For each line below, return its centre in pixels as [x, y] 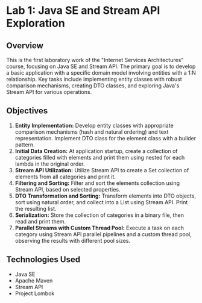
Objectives [27, 111]
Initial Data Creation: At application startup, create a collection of [96, 151]
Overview [25, 45]
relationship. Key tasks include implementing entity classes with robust [94, 79]
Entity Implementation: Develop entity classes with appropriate [94, 125]
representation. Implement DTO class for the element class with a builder [106, 138]
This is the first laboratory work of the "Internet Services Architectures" [95, 60]
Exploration [36, 23]
